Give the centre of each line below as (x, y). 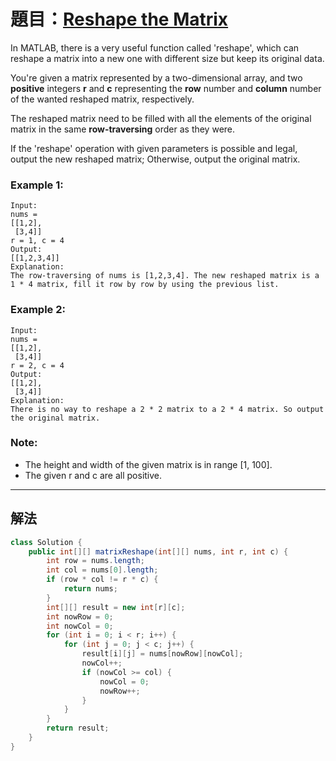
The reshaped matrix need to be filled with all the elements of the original (161, 118)
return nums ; (90, 589)
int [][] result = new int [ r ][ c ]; (116, 607)
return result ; (78, 728)
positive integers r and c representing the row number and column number (166, 88)
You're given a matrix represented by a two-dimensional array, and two (156, 77)
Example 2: (38, 310)
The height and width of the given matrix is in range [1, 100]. (148, 464)
